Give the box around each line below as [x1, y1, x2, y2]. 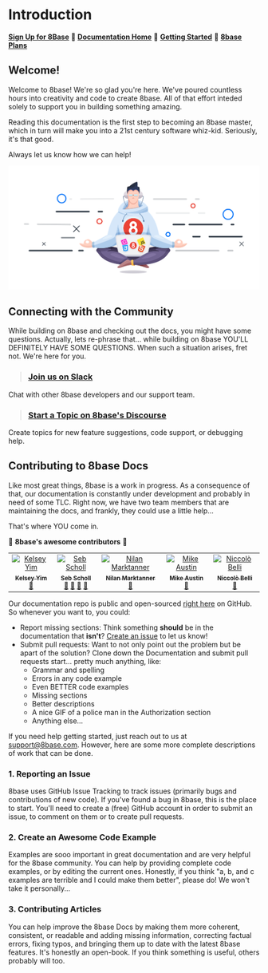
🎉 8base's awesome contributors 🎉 [8, 536, 128, 546]
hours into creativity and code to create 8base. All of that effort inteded [8, 93, 242, 103]
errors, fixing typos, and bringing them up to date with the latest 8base [8, 939, 241, 948]
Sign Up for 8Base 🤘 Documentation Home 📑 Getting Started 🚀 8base [8, 32, 242, 42]
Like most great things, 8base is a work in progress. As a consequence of [8, 481, 250, 490]
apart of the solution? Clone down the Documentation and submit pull [19, 648, 249, 658]
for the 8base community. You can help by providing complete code [8, 858, 231, 868]
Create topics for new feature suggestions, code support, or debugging [8, 427, 243, 437]
